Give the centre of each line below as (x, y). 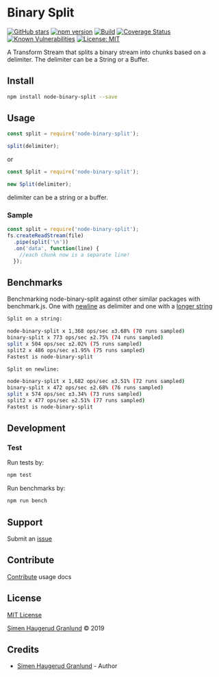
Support (25, 522)
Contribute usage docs (39, 576)
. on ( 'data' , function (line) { (56, 248)
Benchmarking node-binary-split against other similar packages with (104, 299)
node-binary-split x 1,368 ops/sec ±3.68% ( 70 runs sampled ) (96, 331)
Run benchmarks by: (36, 489)
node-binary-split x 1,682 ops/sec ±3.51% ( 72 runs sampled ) (96, 382)
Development (37, 429)
